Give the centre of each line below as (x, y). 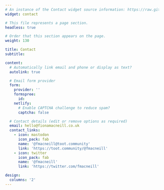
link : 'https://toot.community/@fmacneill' (63, 148)
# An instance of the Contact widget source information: (65, 9)
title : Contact (20, 50)
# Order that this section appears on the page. (55, 36)
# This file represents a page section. (47, 23)
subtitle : (15, 54)
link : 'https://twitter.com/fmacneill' (58, 167)
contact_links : (25, 130)
